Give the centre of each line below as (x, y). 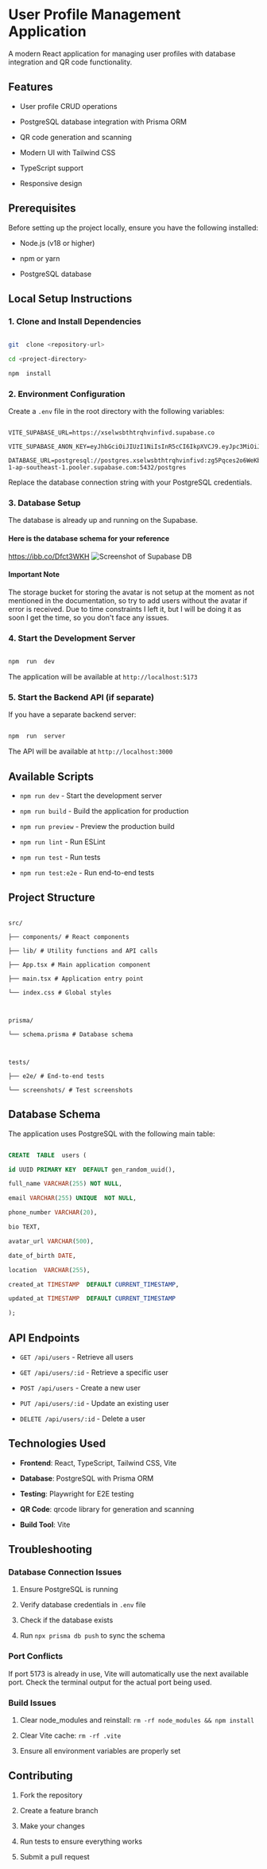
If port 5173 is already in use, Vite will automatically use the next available (128, 1673)
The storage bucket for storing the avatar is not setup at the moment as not (132, 592)
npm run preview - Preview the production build (97, 827)
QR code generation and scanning (76, 137)
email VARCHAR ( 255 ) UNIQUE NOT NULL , (72, 1198)
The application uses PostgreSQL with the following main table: (112, 1133)
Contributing (41, 1776)
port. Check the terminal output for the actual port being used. (110, 1682)
